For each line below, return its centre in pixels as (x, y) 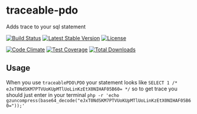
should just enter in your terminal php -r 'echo (63, 95)
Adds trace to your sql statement (46, 27)
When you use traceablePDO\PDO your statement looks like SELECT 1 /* (92, 82)
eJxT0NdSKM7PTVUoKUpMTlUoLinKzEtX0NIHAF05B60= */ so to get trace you (92, 89)
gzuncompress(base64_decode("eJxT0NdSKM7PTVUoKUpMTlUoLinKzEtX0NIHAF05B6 (99, 100)
